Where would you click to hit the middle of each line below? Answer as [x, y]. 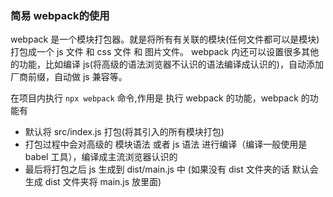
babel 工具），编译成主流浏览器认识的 [101, 157]
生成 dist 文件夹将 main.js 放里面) [93, 182]
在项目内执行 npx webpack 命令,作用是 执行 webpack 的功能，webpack [154, 98]
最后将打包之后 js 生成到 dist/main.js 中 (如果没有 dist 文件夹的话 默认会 [171, 169]
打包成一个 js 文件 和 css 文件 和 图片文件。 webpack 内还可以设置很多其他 [165, 52]
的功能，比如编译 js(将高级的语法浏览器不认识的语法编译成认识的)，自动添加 [167, 64]
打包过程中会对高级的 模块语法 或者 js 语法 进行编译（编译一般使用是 [166, 144]
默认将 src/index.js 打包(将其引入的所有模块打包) [124, 132]
